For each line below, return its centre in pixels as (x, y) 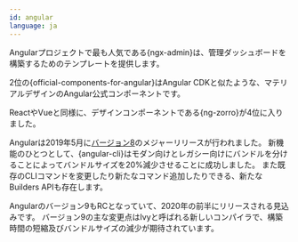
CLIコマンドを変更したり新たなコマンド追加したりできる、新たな (144, 175)
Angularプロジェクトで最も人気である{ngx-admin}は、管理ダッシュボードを (148, 52)
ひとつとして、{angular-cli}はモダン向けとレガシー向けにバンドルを (149, 153)
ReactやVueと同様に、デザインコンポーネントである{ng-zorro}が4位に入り (146, 112)
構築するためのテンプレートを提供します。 (87, 63)
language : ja (33, 26)
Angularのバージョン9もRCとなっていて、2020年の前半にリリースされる (141, 206)
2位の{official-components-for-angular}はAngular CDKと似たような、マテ (145, 82)
